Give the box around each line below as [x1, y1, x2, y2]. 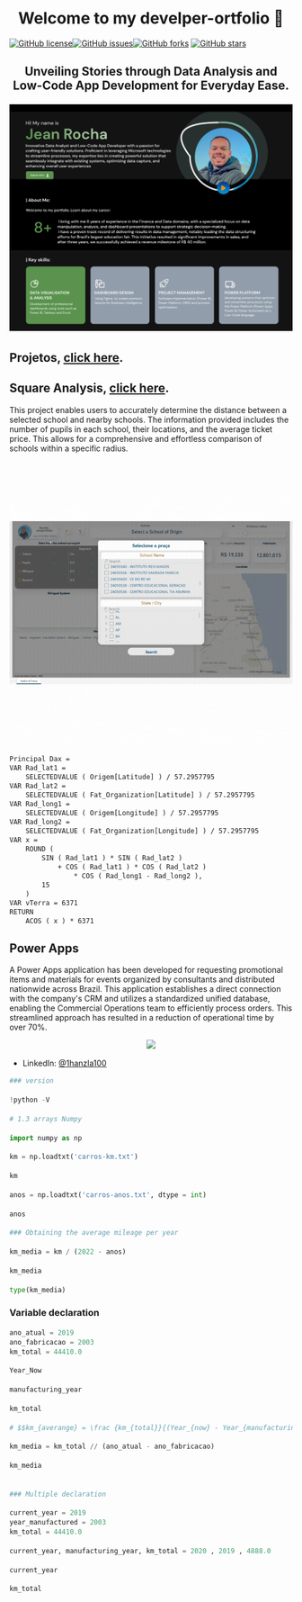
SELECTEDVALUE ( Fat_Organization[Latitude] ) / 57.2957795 [25, 790, 255, 799]
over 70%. [9, 1021, 48, 1033]
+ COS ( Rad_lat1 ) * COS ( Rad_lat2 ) [57, 862, 207, 871]
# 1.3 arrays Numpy [9, 1114, 83, 1123]
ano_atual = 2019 [9, 1327, 75, 1337]
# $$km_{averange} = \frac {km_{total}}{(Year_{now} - [9, 1423, 219, 1432]
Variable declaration [9, 1307, 100, 1319]
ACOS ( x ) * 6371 [25, 916, 94, 925]
